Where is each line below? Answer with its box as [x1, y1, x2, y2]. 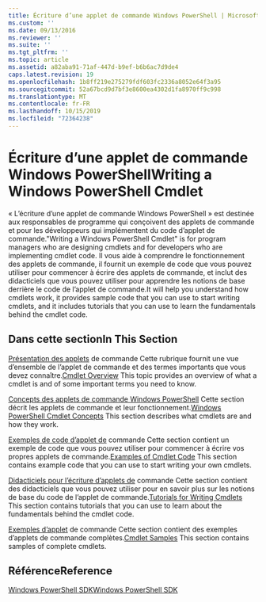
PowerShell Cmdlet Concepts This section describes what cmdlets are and [8, 411, 252, 421]
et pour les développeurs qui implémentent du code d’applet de [8, 225, 215, 234]
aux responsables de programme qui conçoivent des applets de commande [8, 217, 255, 227]
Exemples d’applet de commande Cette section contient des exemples [8, 524, 237, 534]
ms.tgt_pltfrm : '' [8, 48, 69, 56]
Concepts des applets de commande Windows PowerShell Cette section [8, 394, 245, 404]
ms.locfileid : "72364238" [8, 115, 93, 123]
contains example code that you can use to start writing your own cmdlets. [8, 460, 252, 470]
